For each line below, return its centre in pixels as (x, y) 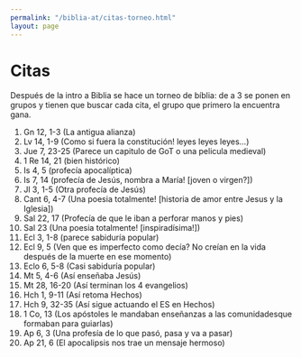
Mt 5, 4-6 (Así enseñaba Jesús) (82, 276)
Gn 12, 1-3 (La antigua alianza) (79, 133)
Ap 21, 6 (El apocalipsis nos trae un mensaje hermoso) (124, 343)
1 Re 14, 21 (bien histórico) (72, 161)
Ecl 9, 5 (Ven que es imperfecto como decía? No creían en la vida (145, 247)
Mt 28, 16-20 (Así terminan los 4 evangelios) (105, 286)
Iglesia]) (38, 209)
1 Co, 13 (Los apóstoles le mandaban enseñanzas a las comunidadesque (157, 314)
